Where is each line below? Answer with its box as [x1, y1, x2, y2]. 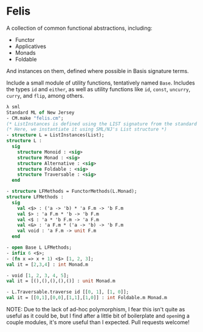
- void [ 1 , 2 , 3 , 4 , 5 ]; [6, 272, 69, 278]
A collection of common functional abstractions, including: [6, 24, 153, 32]
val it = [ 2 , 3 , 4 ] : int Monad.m [6, 261, 88, 268]
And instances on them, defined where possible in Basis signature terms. [6, 67, 190, 74]
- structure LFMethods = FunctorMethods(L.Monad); [6, 188, 137, 195]
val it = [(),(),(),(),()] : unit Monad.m [6, 278, 115, 284]
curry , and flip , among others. [6, 92, 84, 99]
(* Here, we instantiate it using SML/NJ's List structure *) [6, 126, 167, 133]
